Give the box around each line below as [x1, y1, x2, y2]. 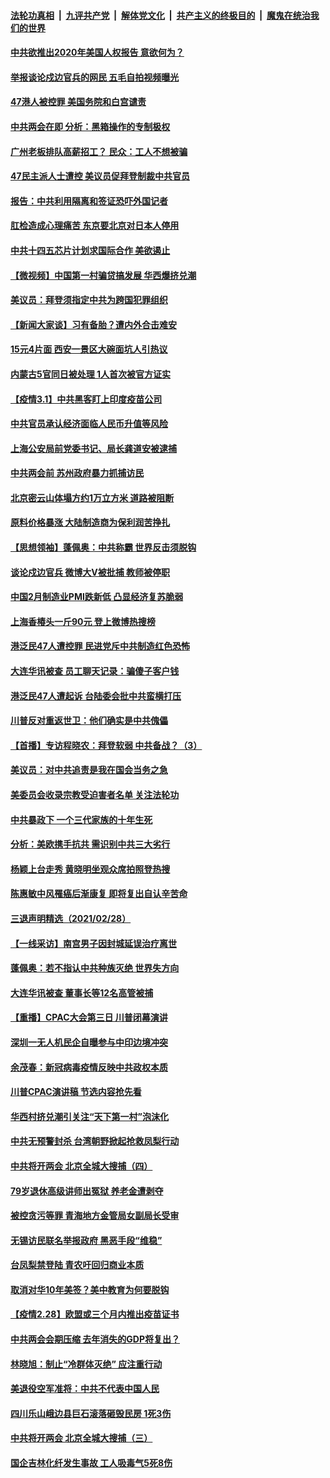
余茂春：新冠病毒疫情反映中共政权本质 [10, 1061, 168, 1073]
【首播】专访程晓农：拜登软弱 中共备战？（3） [10, 739, 203, 751]
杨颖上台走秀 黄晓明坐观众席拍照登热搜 [10, 863, 171, 875]
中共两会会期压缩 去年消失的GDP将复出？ [10, 1333, 181, 1345]
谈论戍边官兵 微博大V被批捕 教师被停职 [10, 566, 171, 578]
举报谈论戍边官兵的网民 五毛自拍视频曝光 [10, 71, 180, 83]
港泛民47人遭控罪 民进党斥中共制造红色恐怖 [10, 640, 190, 652]
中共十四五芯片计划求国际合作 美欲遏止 [10, 244, 171, 256]
